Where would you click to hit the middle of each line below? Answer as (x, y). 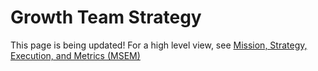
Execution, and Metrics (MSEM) (75, 55)
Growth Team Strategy (106, 17)
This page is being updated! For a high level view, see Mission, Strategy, (159, 45)
